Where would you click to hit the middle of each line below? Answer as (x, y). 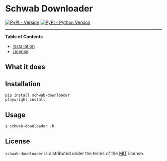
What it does (25, 67)
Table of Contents (24, 36)
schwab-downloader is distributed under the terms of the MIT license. (75, 153)
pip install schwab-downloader (38, 95)
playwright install (25, 100)
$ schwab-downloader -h (30, 126)
